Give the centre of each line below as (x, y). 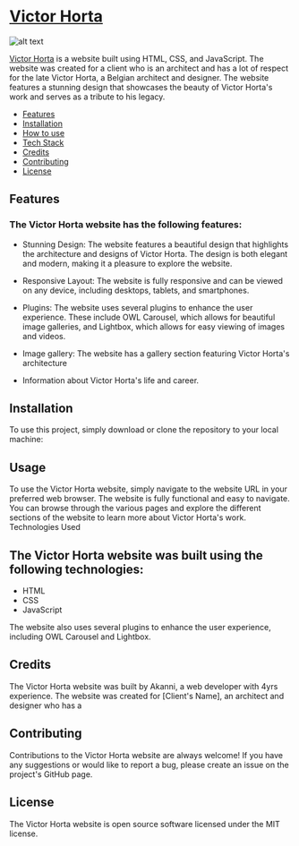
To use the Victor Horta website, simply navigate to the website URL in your (149, 489)
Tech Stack (43, 142)
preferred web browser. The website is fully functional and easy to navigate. (150, 499)
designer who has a (46, 705)
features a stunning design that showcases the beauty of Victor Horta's (141, 87)
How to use (43, 132)
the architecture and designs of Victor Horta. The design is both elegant (155, 253)
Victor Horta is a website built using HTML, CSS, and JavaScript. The (137, 58)
